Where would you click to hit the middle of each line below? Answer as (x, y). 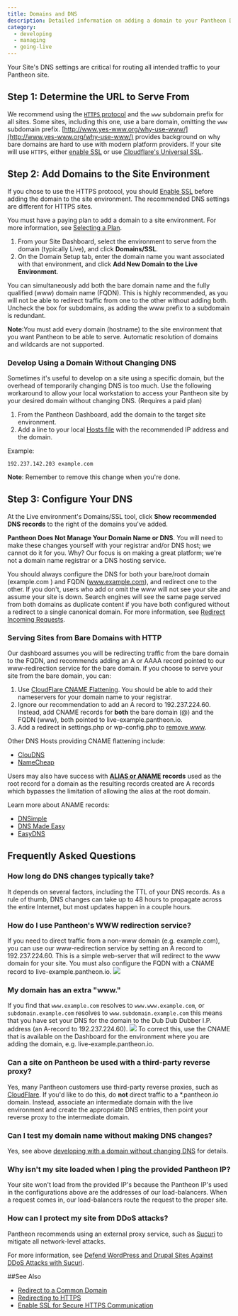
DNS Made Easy (41, 826)
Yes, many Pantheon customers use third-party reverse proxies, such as (113, 1087)
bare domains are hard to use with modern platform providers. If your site (114, 144)
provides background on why (178, 136)
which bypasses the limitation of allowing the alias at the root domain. (109, 791)
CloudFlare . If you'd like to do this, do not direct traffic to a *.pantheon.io (113, 1095)
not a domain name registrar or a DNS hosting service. (87, 560)
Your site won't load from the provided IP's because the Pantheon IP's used (118, 1185)
